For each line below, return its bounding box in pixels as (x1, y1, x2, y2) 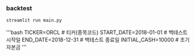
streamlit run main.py (6, 18, 62, 24)
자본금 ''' (6, 44, 27, 51)
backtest (6, 4, 32, 12)
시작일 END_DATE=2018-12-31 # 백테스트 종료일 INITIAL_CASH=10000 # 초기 (6, 37, 190, 44)
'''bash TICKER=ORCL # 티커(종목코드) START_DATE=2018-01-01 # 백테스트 (6, 29, 188, 36)
